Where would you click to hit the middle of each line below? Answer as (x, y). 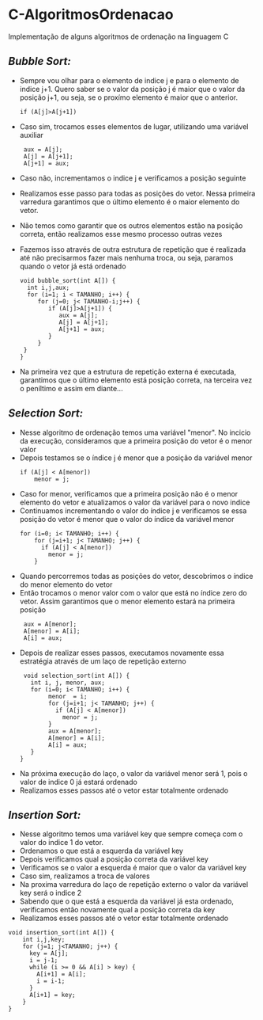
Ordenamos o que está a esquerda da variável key (101, 851)
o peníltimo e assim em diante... (71, 388)
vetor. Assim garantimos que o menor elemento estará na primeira (127, 601)
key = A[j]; (49, 953)
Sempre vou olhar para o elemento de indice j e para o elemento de (129, 80)
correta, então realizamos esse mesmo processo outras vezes (121, 234)
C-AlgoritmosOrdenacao (91, 15)
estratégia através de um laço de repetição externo (103, 661)
